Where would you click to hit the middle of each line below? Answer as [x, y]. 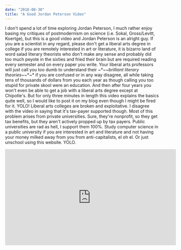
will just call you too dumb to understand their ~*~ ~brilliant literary [72, 69]
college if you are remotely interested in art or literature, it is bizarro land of [80, 49]
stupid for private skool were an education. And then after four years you [78, 85]
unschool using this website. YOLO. [41, 142]
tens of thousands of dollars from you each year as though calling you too [79, 80]
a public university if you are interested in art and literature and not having [79, 132]
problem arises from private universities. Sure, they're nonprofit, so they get [81, 116]
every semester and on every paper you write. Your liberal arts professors [79, 64]
